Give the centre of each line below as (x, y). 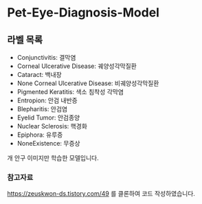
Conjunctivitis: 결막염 (46, 57)
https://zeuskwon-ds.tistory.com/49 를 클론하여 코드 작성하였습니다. (101, 194)
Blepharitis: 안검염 (42, 109)
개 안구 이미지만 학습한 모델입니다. (53, 158)
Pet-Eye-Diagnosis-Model (83, 13)
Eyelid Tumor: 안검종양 (48, 117)
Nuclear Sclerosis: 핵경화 (52, 126)
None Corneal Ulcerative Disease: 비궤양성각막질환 (88, 83)
